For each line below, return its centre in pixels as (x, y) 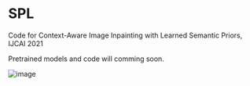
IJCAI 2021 (26, 43)
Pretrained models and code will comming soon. (86, 59)
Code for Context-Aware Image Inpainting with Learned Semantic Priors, (125, 35)
